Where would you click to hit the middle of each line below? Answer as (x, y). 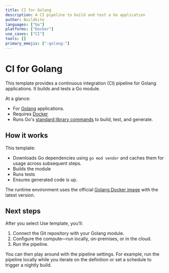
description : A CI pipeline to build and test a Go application (75, 15)
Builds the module (32, 169)
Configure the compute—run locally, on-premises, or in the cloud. (82, 239)
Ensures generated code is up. (45, 180)
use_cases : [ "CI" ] (25, 34)
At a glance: (18, 99)
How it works (27, 136)
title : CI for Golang (28, 10)
